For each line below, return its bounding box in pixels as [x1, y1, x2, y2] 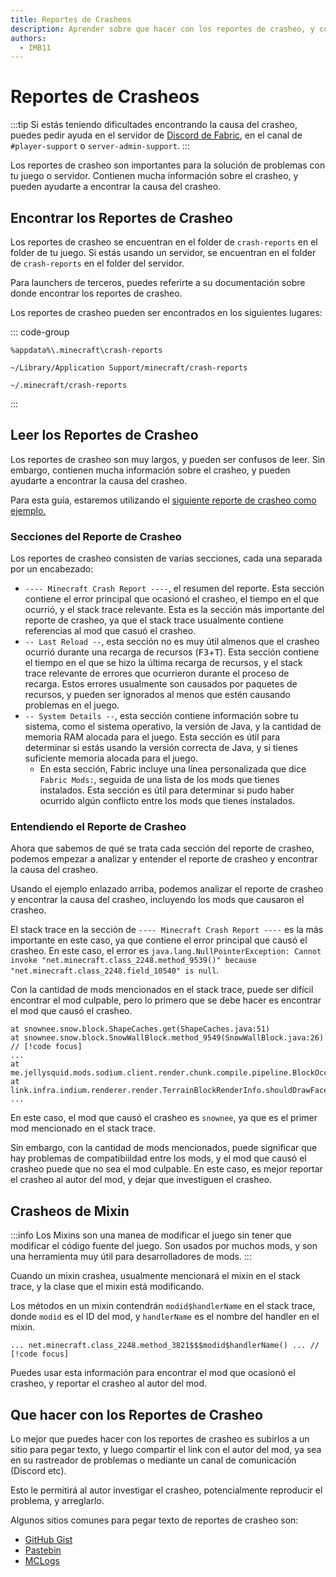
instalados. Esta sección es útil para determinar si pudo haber [39, 784, 295, 796]
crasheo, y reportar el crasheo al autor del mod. [10, 1377, 207, 1390]
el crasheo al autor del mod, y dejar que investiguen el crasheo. [10, 1174, 273, 1186]
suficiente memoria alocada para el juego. [24, 752, 199, 765]
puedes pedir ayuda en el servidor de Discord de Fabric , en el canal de [10, 129, 303, 141]
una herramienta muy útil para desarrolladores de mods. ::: [10, 1251, 252, 1263]
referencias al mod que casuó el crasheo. [24, 625, 197, 637]
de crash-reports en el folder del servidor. [10, 257, 185, 269]
